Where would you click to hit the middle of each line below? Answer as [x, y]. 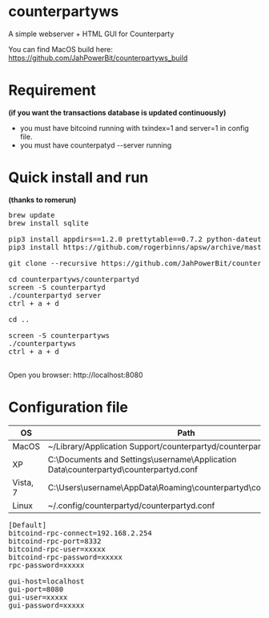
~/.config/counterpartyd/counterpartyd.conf [131, 506]
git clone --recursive [53, 263]
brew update [32, 215]
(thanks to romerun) [42, 200]
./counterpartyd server [55, 295]
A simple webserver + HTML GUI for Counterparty [91, 34]
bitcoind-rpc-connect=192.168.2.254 [80, 533]
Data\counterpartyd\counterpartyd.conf [123, 470]
